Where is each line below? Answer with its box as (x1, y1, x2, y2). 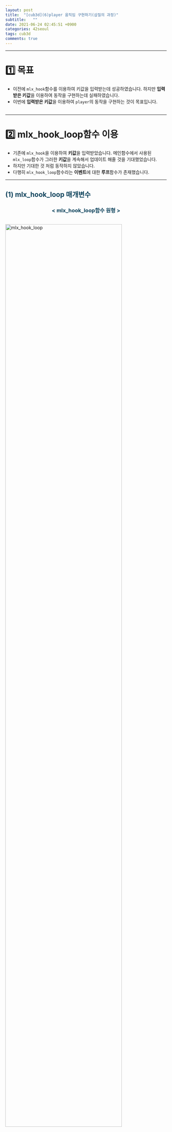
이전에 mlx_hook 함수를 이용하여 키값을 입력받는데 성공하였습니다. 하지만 (12, 86, 156, 92)
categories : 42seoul (5, 27, 50, 32)
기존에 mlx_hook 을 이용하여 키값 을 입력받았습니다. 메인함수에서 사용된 (12, 150, 152, 156)
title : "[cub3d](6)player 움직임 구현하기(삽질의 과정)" (5, 12, 119, 17)
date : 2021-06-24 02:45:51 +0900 (5, 22, 77, 27)
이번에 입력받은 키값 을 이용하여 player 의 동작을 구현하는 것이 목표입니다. (12, 98, 158, 105)
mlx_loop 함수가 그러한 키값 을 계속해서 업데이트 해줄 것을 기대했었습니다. (12, 156, 157, 162)
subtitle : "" (5, 17, 38, 22)
